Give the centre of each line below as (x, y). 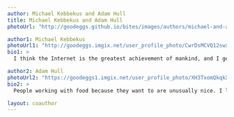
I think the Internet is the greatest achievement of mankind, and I (116, 59)
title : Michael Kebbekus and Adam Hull (65, 20)
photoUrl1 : (23, 46)
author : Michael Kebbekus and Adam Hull (67, 14)
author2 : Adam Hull (36, 71)
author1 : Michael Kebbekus (46, 39)
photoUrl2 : (23, 77)
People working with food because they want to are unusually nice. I (118, 91)
